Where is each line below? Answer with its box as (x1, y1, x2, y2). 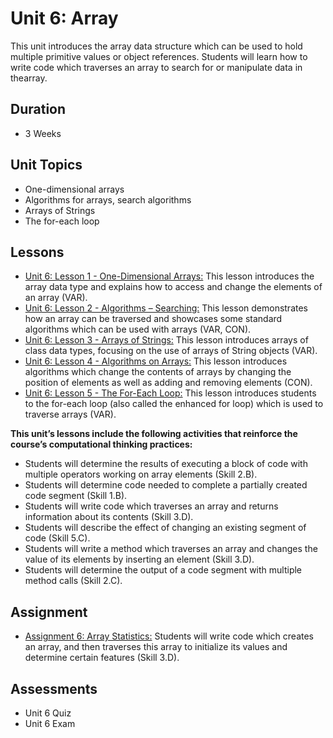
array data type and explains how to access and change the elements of (24, 281, 323, 293)
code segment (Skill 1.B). (24, 490, 128, 502)
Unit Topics (10, 157, 83, 174)
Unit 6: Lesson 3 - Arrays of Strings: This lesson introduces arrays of (24, 334, 309, 346)
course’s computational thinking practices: (10, 438, 193, 451)
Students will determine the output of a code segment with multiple (24, 564, 303, 576)
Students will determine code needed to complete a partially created (24, 479, 308, 491)
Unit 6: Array (10, 7, 119, 30)
